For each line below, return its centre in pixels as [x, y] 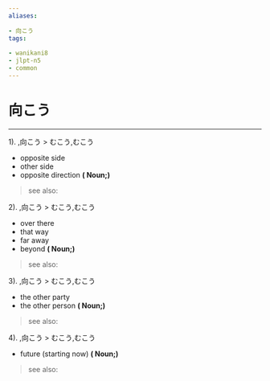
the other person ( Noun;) [63, 305]
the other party [45, 297]
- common [23, 68]
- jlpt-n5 [25, 61]
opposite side [43, 158]
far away [35, 240]
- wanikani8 [28, 53]
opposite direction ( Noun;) [65, 174]
